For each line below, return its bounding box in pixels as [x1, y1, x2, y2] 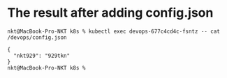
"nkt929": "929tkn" [13, 52, 71, 59]
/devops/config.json [7, 33, 68, 41]
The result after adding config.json [7, 5, 214, 21]
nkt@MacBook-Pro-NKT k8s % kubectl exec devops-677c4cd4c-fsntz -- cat [7, 28, 220, 35]
